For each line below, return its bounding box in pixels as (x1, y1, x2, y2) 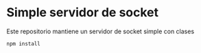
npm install (6, 40, 40, 47)
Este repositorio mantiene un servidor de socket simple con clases (6, 27, 195, 35)
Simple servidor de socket (6, 5, 159, 20)
